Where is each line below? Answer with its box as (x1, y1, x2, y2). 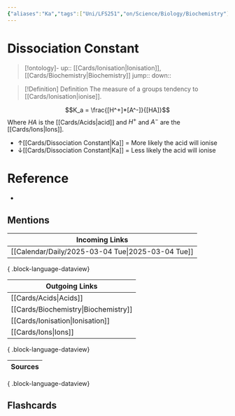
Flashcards (7, 400, 57, 412)
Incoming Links (76, 235, 129, 244)
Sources (10, 361, 40, 371)
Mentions (7, 214, 50, 226)
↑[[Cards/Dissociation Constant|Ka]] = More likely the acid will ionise (17, 139, 218, 147)
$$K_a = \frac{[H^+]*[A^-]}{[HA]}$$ (65, 106, 170, 114)
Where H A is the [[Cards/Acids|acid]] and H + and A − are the (7, 116, 180, 126)
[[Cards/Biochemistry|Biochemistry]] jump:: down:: (24, 71, 171, 79)
